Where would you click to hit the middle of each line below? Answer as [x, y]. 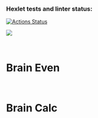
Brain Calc [32, 108]
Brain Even [33, 68]
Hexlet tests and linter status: [49, 9]
